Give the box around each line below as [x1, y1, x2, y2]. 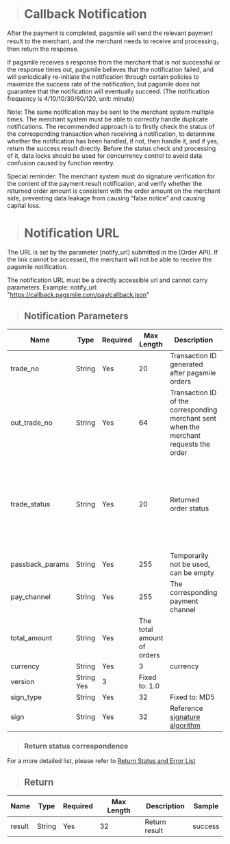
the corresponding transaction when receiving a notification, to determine [7, 130, 216, 138]
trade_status [10, 499, 51, 508]
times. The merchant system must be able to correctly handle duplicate [7, 115, 209, 123]
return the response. [21, 45, 79, 53]
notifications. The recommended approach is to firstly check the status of [7, 122, 215, 130]
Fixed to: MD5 [170, 692, 216, 702]
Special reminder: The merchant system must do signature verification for [7, 172, 216, 180]
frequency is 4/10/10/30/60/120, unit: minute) [7, 94, 135, 102]
